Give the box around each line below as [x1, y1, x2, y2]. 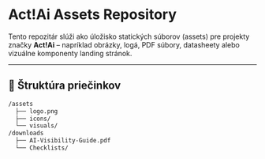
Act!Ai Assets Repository [8, 6, 177, 24]
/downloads [8, 129, 44, 138]
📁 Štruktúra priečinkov [8, 79, 121, 93]
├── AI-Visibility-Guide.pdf [15, 137, 111, 145]
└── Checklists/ [15, 144, 69, 152]
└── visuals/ [15, 122, 58, 130]
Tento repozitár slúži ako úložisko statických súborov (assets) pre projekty [8, 32, 250, 41]
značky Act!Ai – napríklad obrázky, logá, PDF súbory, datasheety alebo [8, 40, 241, 49]
